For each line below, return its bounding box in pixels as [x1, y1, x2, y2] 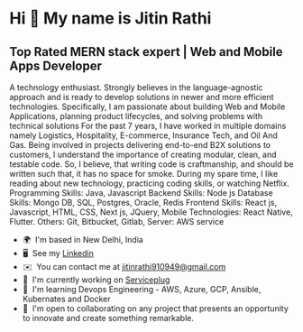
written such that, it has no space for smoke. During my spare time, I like [9, 169, 279, 179]
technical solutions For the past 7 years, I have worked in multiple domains [9, 121, 287, 131]
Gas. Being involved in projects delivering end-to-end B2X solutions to [9, 140, 271, 150]
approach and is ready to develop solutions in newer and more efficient [9, 92, 274, 102]
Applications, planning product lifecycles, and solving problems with [9, 111, 263, 121]
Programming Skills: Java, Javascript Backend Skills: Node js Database [9, 188, 273, 198]
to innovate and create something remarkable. [22, 313, 194, 323]
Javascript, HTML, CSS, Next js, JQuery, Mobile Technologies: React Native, [9, 207, 293, 217]
